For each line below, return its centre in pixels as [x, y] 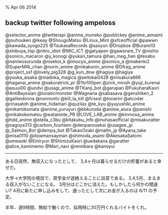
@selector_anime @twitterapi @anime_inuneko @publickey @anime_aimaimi [84, 35]
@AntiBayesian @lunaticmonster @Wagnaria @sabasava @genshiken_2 [79, 93]
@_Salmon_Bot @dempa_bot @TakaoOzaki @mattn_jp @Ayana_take [76, 130]
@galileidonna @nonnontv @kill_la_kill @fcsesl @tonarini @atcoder [74, 98]
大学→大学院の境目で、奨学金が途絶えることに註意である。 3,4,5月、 [76, 178]
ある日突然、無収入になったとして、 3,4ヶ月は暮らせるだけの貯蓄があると [81, 161]
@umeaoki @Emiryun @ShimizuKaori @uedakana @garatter [67, 141]
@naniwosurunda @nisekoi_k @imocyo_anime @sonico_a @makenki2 [77, 61]
